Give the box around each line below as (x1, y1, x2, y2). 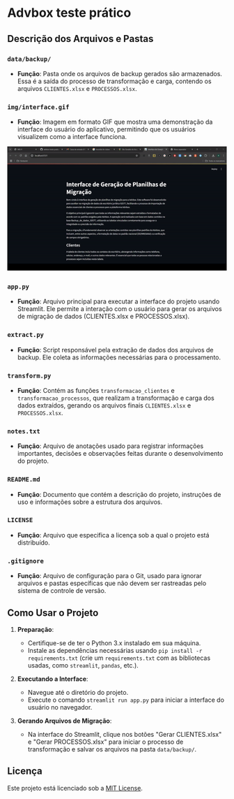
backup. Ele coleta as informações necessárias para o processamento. (17, 353, 221, 361)
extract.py (7, 331, 44, 339)
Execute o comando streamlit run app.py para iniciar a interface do (27, 696, 225, 704)
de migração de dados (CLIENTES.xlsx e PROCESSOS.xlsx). (17, 312, 190, 321)
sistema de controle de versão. (17, 586, 107, 595)
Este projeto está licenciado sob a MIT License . (7, 784, 143, 792)
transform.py (7, 372, 52, 380)
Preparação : (17, 625, 54, 633)
